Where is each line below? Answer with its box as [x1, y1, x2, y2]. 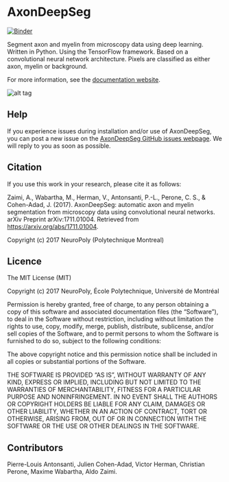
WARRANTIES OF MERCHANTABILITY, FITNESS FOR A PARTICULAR [7, 386, 201, 394]
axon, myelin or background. [7, 62, 88, 70]
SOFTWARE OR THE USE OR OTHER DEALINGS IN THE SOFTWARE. [7, 422, 200, 430]
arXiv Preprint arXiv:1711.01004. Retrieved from [7, 215, 139, 223]
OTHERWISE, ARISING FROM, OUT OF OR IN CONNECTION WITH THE [7, 415, 207, 423]
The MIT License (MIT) [7, 274, 72, 282]
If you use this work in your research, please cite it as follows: [7, 179, 182, 188]
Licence [7, 255, 43, 267]
